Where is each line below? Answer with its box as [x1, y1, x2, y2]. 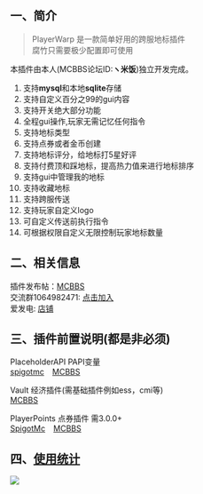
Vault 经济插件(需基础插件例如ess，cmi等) [10, 385, 164, 395]
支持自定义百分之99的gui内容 [22, 93, 130, 104]
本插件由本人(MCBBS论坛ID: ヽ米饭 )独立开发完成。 [10, 63, 194, 74]
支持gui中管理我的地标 [22, 171, 105, 182]
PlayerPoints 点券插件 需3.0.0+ [10, 413, 123, 424]
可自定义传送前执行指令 [22, 216, 109, 227]
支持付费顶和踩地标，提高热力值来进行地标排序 [22, 160, 194, 171]
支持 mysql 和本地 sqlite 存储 [22, 83, 122, 93]
